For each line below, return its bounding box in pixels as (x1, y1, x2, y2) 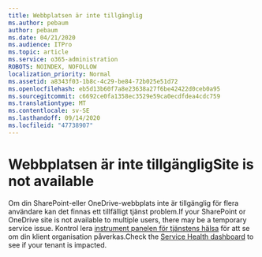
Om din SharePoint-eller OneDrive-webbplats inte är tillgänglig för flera (8, 198, 239, 207)
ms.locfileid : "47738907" (8, 121, 93, 129)
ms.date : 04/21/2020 (8, 33, 77, 42)
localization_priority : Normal (8, 70, 111, 78)
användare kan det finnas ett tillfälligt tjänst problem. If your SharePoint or (8, 207, 246, 216)
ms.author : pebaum (8, 19, 69, 27)
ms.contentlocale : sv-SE (8, 107, 90, 115)
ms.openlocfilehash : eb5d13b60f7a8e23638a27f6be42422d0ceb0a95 (8, 84, 221, 93)
